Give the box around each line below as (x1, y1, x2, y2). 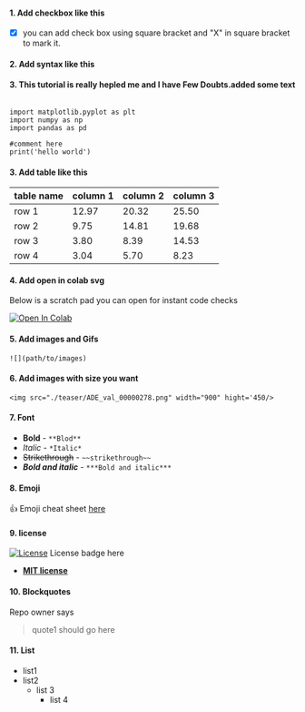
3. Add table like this (9, 167, 88, 178)
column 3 (172, 189, 215, 202)
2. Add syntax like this (9, 58, 95, 69)
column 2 (122, 189, 165, 202)
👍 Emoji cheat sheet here (9, 503, 106, 514)
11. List (9, 645, 35, 656)
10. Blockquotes (9, 586, 71, 597)
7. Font (9, 412, 35, 423)
